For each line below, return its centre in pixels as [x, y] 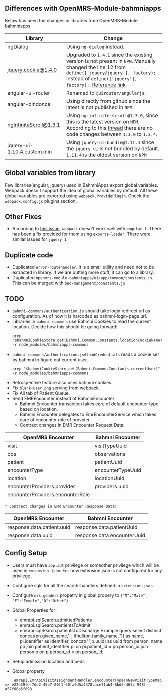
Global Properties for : [35, 610]
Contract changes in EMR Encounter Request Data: [72, 425]
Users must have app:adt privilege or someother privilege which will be [86, 565]
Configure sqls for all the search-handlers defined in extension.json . [83, 585]
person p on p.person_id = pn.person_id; [62, 652]
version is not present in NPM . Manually [111, 61]
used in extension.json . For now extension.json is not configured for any [87, 570]
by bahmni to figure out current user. [50, 360]
